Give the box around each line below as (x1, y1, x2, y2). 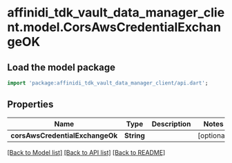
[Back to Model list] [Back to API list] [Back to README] (7, 148, 166, 156)
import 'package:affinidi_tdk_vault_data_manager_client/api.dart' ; (7, 80, 209, 87)
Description (151, 119, 191, 129)
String (124, 131, 145, 140)
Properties (7, 98, 54, 111)
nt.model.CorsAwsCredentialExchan (7, 19, 222, 35)
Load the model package (7, 61, 116, 73)
